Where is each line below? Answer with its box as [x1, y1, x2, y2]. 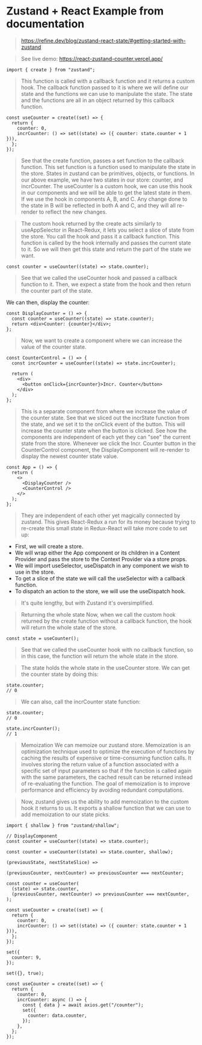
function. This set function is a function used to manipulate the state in [20, 163, 196, 170]
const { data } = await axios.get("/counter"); [22, 1002, 144, 1008]
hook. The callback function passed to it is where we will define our [20, 83, 189, 91]
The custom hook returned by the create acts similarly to [20, 220, 162, 227]
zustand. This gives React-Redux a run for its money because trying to [20, 518, 196, 526]
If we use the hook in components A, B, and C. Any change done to [20, 195, 188, 203]
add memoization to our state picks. [20, 810, 110, 818]
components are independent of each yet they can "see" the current [20, 433, 191, 440]
